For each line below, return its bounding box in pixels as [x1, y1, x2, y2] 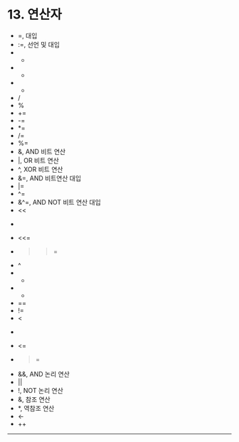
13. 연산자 [7, 6, 62, 23]
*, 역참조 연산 [17, 404, 55, 412]
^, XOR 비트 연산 [17, 165, 63, 173]
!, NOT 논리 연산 [17, 386, 64, 394]
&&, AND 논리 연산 [17, 370, 70, 378]
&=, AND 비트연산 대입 [17, 173, 82, 182]
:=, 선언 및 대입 [17, 40, 60, 48]
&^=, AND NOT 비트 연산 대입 [17, 198, 101, 206]
